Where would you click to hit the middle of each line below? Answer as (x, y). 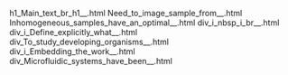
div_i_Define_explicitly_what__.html (74, 32)
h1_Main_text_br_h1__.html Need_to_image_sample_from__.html (126, 13)
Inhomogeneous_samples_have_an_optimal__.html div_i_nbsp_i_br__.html (144, 23)
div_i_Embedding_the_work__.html (72, 52)
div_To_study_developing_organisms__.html (89, 42)
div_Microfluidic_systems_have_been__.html (91, 61)
